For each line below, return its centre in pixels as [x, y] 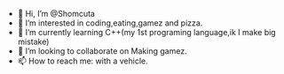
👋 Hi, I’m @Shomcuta [56, 14]
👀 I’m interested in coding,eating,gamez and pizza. [110, 23]
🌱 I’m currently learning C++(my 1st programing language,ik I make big [147, 32]
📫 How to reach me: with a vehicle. [83, 61]
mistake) [33, 41]
